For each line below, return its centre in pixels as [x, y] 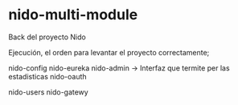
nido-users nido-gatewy [48, 92]
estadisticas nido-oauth [47, 76]
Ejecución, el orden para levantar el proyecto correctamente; [109, 52]
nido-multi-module [73, 15]
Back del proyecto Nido [47, 37]
